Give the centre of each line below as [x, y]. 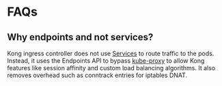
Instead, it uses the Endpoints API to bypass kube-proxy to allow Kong [106, 61]
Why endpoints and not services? [80, 37]
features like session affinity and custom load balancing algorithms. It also [111, 68]
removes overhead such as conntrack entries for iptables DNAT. [97, 75]
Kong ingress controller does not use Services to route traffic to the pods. [111, 53]
